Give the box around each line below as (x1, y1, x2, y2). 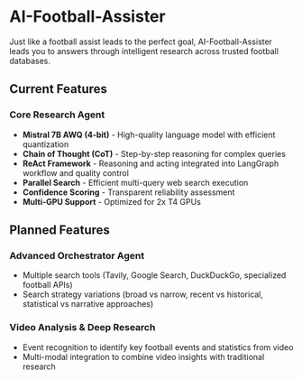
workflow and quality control (22, 167, 129, 178)
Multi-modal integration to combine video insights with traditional (22, 351, 265, 362)
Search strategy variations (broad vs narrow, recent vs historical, (22, 289, 264, 300)
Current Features (9, 81, 108, 97)
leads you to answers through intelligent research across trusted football (9, 45, 279, 56)
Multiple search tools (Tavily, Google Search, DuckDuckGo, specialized (22, 270, 287, 281)
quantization (22, 138, 69, 150)
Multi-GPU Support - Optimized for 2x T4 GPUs (22, 196, 201, 207)
